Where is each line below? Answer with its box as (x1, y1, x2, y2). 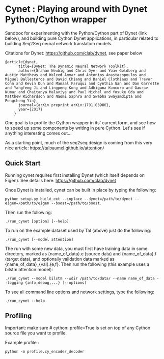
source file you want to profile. (5, 330, 67, 336)
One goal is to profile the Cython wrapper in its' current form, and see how (5, 119, 156, 126)
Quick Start (5, 159, 41, 167)
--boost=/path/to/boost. (51, 200, 102, 206)
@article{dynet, (5, 59, 38, 64)
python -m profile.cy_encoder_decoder (5, 349, 84, 354)
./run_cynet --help (5, 298, 45, 303)
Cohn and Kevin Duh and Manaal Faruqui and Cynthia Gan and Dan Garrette (5, 81, 160, 86)
